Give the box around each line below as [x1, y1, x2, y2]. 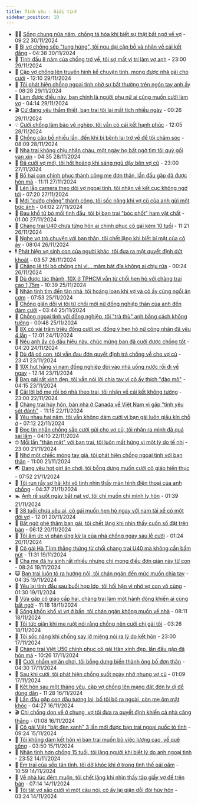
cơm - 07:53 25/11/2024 [14, 294, 73, 301]
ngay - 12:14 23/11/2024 [14, 369, 73, 376]
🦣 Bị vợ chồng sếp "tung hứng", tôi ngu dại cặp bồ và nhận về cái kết [14, 43, 181, 50]
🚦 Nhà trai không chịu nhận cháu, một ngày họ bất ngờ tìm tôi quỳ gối [14, 146, 184, 154]
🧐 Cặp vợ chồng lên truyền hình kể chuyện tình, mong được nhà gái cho [14, 68, 189, 75]
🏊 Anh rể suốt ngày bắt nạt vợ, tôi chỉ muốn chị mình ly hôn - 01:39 [14, 492, 179, 499]
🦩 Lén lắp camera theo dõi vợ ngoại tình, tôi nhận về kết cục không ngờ [14, 184, 188, 191]
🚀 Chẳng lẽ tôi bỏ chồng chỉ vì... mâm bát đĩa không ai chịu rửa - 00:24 [14, 262, 187, 269]
